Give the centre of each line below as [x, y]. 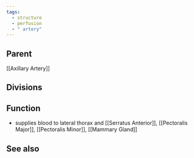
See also [23, 149]
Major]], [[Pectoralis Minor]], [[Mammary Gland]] [76, 129]
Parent [19, 53]
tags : [13, 12]
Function [23, 108]
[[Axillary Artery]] [28, 68]
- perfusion [27, 23]
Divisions [24, 88]
